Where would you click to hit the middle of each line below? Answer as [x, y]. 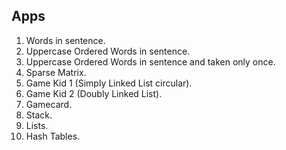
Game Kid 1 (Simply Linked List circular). [109, 83]
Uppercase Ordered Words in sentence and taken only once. [150, 61]
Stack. [39, 115]
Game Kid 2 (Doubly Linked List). [94, 93]
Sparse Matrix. [56, 72]
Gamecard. [49, 104]
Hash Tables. [53, 136]
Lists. [37, 125]
